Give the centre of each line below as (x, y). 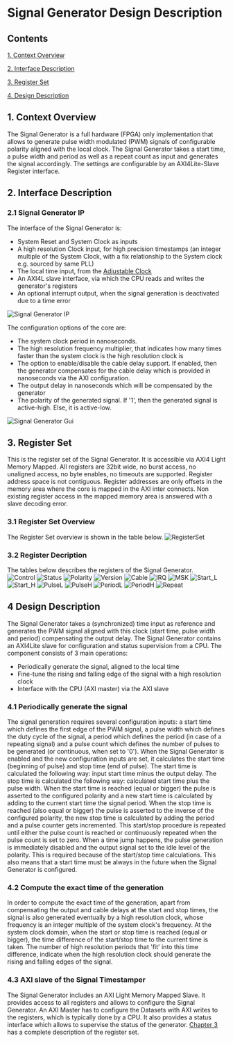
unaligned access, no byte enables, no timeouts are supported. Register (110, 474)
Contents (28, 39)
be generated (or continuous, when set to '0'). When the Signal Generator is (115, 752)
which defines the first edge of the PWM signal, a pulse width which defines (116, 729)
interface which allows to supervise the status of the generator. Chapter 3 (113, 1024)
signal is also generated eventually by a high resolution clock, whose (105, 917)
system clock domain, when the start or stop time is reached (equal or (107, 932)
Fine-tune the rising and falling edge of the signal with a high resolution (119, 674)
